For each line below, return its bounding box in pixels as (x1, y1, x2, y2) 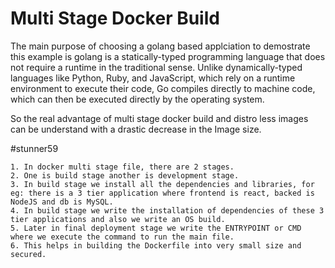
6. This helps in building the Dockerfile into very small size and (10, 240, 302, 251)
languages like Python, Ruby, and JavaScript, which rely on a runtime (10, 72, 296, 84)
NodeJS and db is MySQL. (10, 197, 114, 207)
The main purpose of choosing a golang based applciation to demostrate (10, 40, 311, 52)
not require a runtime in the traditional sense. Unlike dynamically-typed (10, 61, 303, 73)
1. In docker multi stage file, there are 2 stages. (10, 162, 235, 172)
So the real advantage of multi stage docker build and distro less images (10, 112, 309, 124)
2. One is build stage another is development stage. (10, 170, 240, 181)
